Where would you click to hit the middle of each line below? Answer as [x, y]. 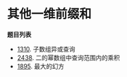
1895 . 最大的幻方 [41, 66]
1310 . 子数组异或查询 [46, 49]
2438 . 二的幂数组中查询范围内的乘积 [68, 57]
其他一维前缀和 [49, 14]
